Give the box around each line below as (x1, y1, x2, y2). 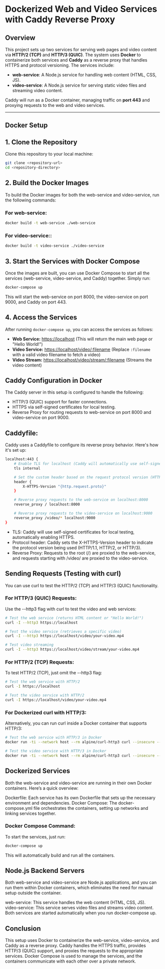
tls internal (14, 466, 41, 471)
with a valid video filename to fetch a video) (12, 351, 101, 358)
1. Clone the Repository (5, 138, 78, 146)
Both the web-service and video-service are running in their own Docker (5, 780, 152, 786)
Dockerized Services (5, 767, 70, 775)
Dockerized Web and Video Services (5, 3, 157, 15)
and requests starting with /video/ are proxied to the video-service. (12, 555, 148, 561)
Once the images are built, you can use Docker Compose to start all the (5, 270, 150, 276)
